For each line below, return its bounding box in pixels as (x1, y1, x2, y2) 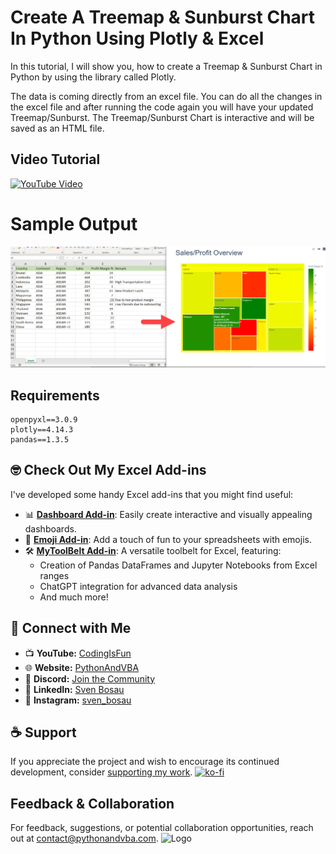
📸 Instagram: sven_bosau (24, 694, 132, 706)
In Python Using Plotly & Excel (10, 27, 265, 50)
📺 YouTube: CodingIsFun (24, 647, 132, 659)
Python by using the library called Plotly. (10, 71, 177, 83)
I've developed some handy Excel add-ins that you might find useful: (10, 488, 294, 500)
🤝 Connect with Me (10, 620, 132, 637)
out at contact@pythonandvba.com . (10, 832, 159, 845)
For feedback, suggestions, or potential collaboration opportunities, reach (10, 822, 314, 834)
